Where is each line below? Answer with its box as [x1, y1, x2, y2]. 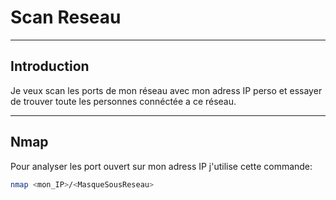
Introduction [10, 58, 90, 75]
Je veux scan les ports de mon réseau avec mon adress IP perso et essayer [10, 84, 323, 96]
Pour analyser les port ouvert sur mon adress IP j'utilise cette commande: [10, 160, 313, 172]
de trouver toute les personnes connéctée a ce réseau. [10, 95, 237, 107]
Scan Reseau [10, 6, 122, 29]
